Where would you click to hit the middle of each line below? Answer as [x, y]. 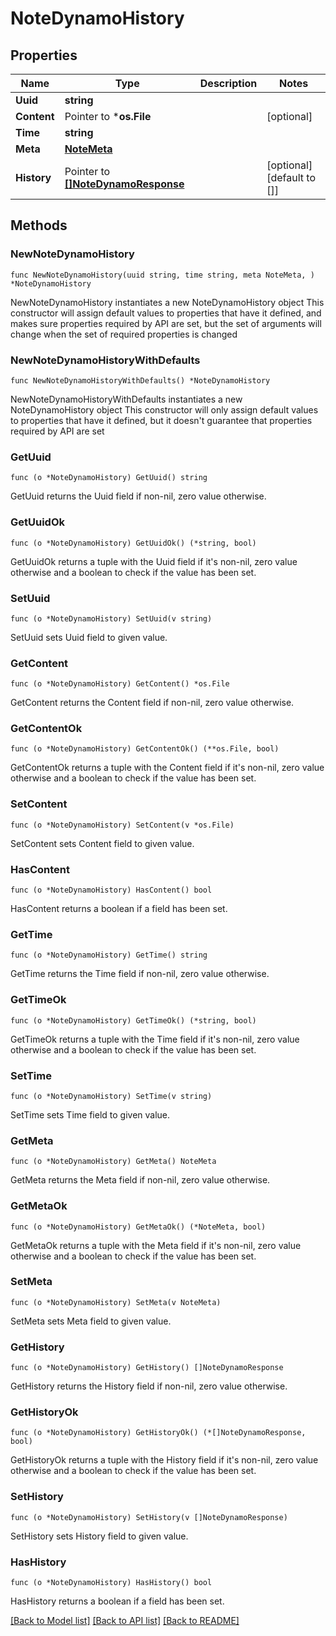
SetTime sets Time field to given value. [90, 1114]
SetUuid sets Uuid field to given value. [89, 637]
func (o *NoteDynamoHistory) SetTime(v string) [111, 1096]
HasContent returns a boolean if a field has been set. [119, 909]
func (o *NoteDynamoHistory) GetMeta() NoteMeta [113, 1162]
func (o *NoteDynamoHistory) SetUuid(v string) [111, 618]
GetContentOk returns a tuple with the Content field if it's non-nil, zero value [167, 768]
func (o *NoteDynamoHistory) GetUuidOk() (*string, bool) [133, 543]
